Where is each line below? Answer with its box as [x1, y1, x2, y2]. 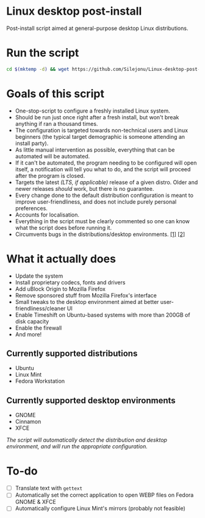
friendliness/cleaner [15, 305, 66, 312]
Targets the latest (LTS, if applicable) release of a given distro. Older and [15, 179, 198, 186]
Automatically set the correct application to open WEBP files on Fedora [15, 491, 194, 499]
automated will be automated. [15, 152, 90, 160]
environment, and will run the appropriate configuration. [6, 443, 148, 450]
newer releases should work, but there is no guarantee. [15, 185, 154, 192]
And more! [15, 330, 42, 338]
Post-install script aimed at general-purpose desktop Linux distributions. [6, 24, 189, 32]
